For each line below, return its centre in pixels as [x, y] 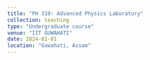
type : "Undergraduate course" [51, 26]
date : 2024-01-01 [32, 39]
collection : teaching [38, 20]
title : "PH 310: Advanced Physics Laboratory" [75, 13]
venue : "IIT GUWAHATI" [40, 33]
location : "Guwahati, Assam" [49, 46]
